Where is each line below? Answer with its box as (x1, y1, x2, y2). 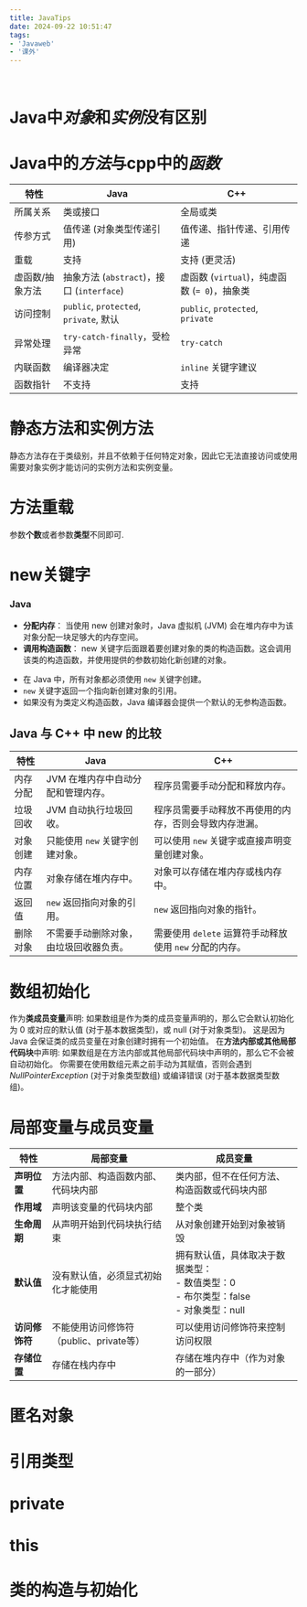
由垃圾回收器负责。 (46, 941, 130, 954)
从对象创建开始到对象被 (175, 1218, 277, 1231)
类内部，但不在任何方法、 (175, 1170, 286, 1183)
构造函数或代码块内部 (175, 1184, 268, 1196)
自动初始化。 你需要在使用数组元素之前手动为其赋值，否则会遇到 (9, 1058, 252, 1070)
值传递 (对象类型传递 (62, 223, 153, 236)
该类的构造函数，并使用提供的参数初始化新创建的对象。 (22, 654, 231, 665)
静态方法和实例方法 (9, 418, 154, 439)
